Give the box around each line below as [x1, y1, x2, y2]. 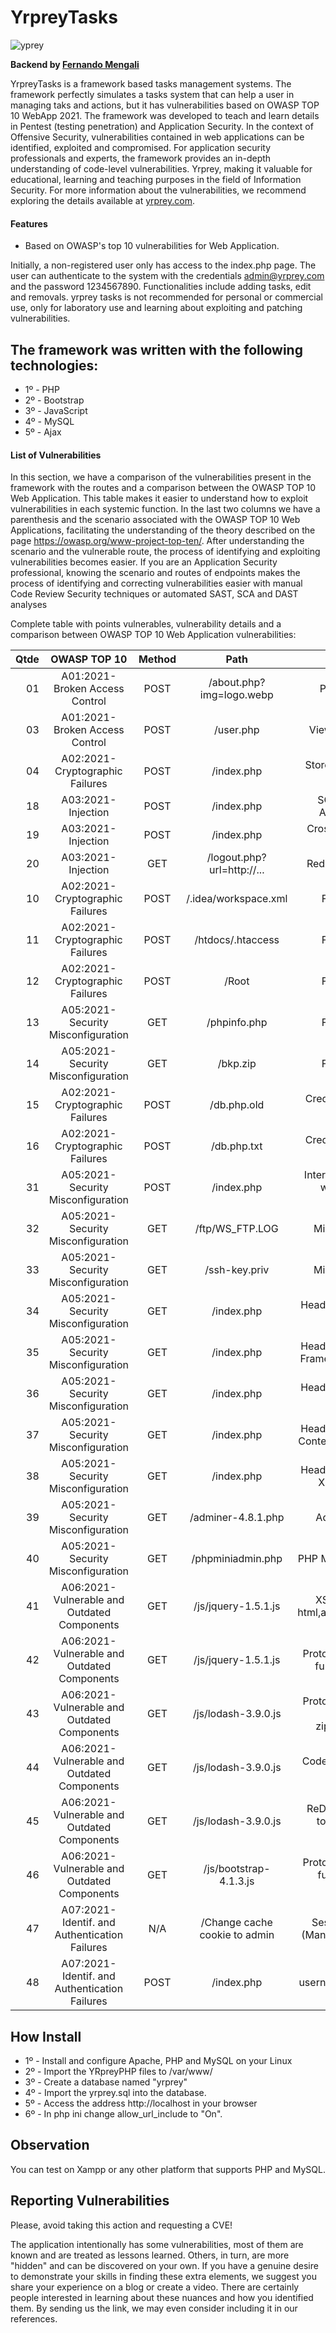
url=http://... [209, 863, 265, 877]
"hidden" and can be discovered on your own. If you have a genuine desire [10, 2259, 319, 2271]
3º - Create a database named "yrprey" [24, 2076, 188, 2088]
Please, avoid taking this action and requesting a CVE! [10, 2219, 233, 2231]
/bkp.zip [217, 1057, 257, 1071]
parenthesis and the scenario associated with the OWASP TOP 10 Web [10, 514, 301, 526]
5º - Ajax [24, 426, 62, 438]
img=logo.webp [199, 688, 274, 702]
